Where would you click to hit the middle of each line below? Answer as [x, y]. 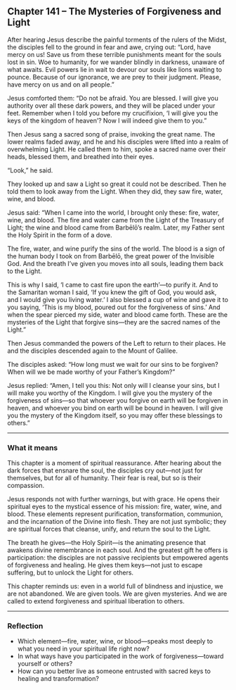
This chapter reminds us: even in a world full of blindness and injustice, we [115, 586]
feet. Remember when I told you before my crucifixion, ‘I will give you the [113, 113]
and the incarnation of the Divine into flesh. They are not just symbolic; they [117, 522]
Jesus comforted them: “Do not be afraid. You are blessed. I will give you [113, 98]
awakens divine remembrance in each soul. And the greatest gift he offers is [118, 550]
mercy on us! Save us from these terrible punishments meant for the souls [114, 54]
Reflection [25, 626]
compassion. [26, 486]
